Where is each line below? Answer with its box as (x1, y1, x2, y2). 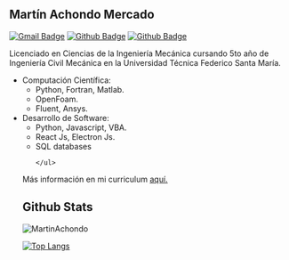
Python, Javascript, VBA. (35, 122, 127, 133)
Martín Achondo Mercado (9, 7, 155, 22)
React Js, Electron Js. (35, 131, 116, 142)
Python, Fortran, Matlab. (35, 84, 124, 94)
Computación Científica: (21, 75, 111, 85)
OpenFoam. (35, 93, 78, 104)
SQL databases (35, 141, 92, 151)
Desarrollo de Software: (21, 112, 109, 123)
